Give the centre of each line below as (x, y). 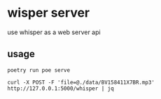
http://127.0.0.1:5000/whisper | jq (61, 89)
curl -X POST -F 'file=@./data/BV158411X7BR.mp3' (81, 82)
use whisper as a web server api (54, 32)
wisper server (49, 13)
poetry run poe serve (39, 70)
